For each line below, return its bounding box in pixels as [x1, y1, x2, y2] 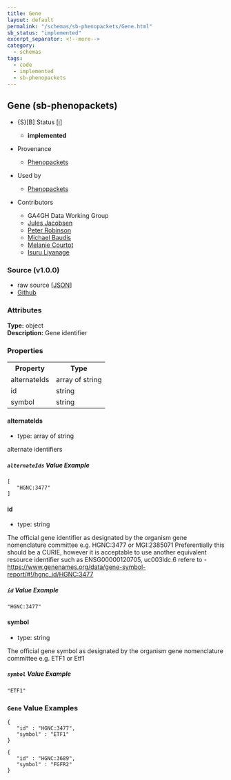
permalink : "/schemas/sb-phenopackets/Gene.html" [7, 23, 153, 30]
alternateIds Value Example [7, 461, 90, 469]
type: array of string [17, 432, 74, 440]
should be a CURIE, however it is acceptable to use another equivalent [7, 548, 207, 557]
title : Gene [7, 10, 41, 17]
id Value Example [7, 586, 59, 594]
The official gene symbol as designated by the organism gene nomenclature [7, 646, 224, 655]
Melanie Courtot [27, 241, 74, 249]
